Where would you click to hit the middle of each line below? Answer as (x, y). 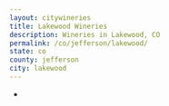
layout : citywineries (50, 18)
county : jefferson (44, 60)
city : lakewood (38, 69)
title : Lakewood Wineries (58, 26)
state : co (28, 52)
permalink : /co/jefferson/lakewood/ (79, 43)
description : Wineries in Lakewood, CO (85, 34)
